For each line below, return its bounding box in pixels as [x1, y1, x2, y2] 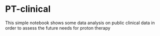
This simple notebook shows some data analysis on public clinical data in [5, 20, 155, 26]
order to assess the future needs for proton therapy [5, 25, 111, 31]
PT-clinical [5, 3, 51, 15]
